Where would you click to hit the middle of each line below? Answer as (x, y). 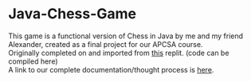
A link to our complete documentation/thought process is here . (111, 69)
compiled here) (33, 61)
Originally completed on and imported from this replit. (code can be (119, 53)
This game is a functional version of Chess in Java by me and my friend (126, 36)
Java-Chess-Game (73, 14)
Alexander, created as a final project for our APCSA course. (106, 44)
